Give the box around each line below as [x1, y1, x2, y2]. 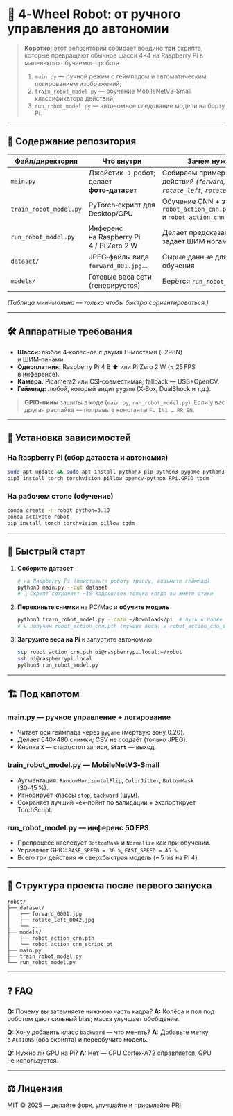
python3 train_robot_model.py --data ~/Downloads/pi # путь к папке [17, 617, 223, 624]
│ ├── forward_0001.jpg [7, 910, 82, 918]
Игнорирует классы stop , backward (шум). [17, 791, 140, 799]
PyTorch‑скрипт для [88, 200, 156, 209]
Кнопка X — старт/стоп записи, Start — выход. [17, 743, 157, 751]
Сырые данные [162, 252, 214, 261]
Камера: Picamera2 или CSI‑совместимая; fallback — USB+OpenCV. [17, 377, 220, 386]
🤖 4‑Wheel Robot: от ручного [7, 6, 181, 22]
